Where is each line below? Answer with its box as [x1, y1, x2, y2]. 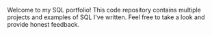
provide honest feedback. [7, 21, 80, 28]
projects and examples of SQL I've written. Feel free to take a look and [7, 13, 205, 21]
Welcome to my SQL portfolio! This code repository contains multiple [7, 6, 202, 14]
